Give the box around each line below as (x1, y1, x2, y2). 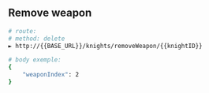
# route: (8, 27, 37, 35)
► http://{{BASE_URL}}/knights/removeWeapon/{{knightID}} (8, 42, 203, 50)
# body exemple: (8, 56, 62, 64)
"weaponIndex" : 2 (22, 71, 80, 79)
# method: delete (8, 35, 65, 43)
